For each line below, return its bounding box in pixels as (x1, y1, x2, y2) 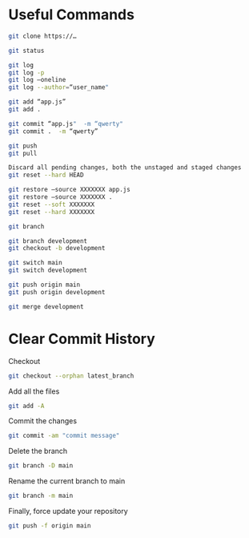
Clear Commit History (8, 330, 156, 348)
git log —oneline (8, 76, 66, 84)
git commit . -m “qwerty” (8, 127, 98, 136)
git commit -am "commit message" (8, 431, 120, 440)
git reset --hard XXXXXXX (8, 208, 94, 216)
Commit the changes (8, 416, 78, 426)
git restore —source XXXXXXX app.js (8, 186, 131, 194)
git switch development (8, 266, 88, 274)
